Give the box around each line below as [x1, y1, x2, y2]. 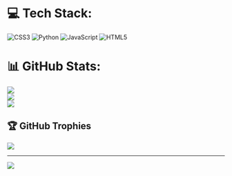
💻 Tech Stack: [7, 6, 93, 21]
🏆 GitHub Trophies [7, 120, 92, 132]
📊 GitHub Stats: [7, 59, 101, 75]
